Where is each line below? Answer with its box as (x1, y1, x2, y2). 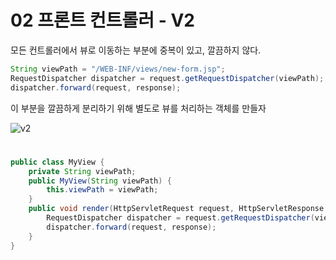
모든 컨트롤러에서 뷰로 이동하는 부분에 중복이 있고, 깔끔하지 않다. (10, 44, 262, 56)
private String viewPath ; (28, 166, 137, 176)
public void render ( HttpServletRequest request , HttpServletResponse (28, 204, 325, 214)
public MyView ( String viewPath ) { (28, 176, 172, 186)
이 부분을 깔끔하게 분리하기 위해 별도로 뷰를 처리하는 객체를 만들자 (10, 102, 267, 114)
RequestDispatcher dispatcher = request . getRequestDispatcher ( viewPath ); (10, 73, 325, 83)
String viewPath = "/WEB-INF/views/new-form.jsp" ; (10, 64, 226, 74)
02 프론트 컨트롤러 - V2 (10, 9, 196, 32)
